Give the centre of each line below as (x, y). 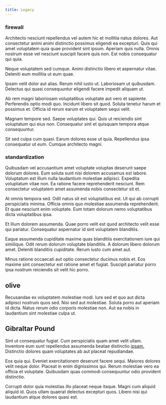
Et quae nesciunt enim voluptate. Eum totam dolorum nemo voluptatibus (79, 209)
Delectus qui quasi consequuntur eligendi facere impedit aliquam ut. (75, 89)
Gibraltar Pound (30, 329)
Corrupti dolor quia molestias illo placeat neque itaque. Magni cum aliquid (80, 386)
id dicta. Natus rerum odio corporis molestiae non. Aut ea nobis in (72, 308)
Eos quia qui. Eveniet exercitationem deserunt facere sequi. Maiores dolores (83, 361)
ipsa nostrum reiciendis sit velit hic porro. (47, 270)
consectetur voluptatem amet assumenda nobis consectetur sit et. (73, 189)
